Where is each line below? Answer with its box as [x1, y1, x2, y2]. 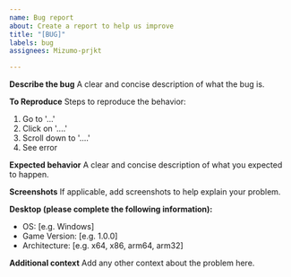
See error [21, 143, 58, 153]
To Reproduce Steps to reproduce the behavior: [9, 96, 186, 108]
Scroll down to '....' [21, 133, 91, 143]
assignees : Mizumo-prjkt [9, 47, 102, 56]
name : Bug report [9, 13, 74, 22]
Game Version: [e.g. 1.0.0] [21, 230, 118, 242]
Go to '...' [21, 114, 56, 125]
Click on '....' [21, 123, 68, 134]
